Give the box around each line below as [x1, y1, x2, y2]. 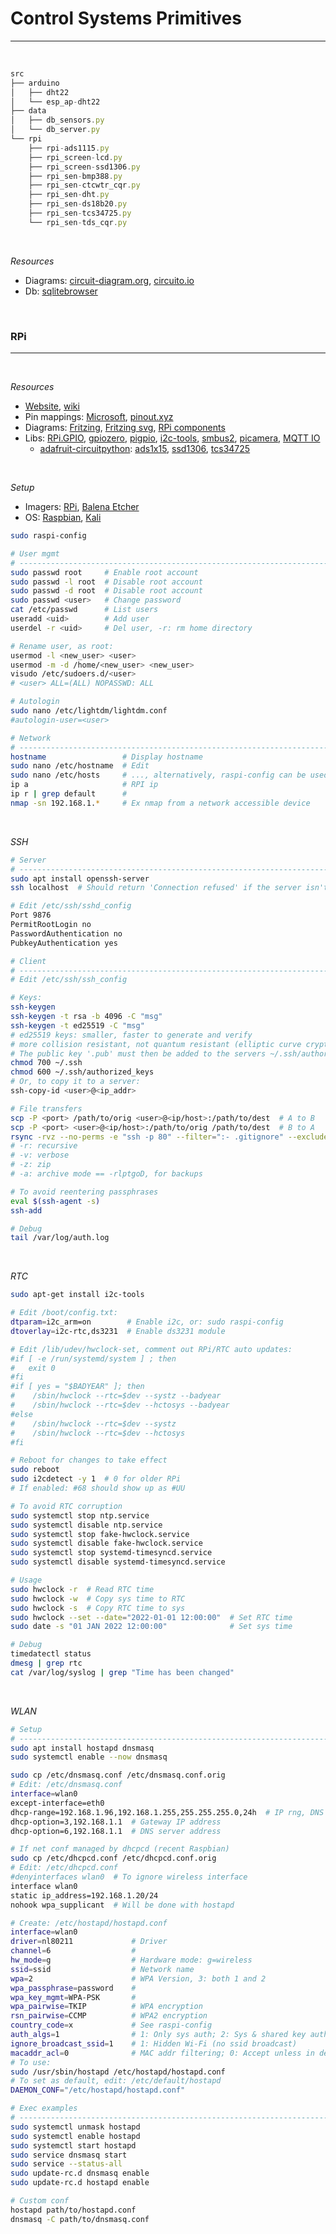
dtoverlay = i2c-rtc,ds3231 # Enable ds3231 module [10, 1326, 226, 1336]
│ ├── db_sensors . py [10, 115, 105, 126]
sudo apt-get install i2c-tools [10, 1290, 145, 1300]
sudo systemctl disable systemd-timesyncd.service [10, 1557, 226, 1567]
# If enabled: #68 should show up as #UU [10, 1483, 186, 1494]
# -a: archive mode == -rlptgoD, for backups [10, 1169, 203, 1179]
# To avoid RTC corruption [10, 1501, 123, 1511]
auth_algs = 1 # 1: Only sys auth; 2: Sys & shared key [10, 2030, 307, 2040]
